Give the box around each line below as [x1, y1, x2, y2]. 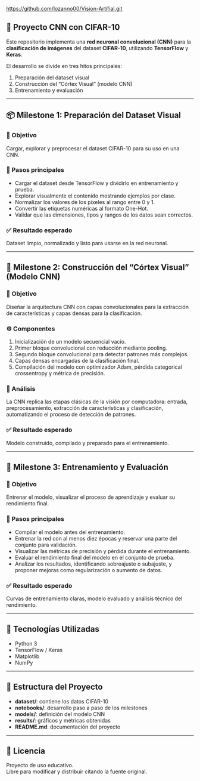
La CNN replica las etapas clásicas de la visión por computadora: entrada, [6, 398, 188, 405]
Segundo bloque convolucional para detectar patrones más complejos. [14, 351, 189, 358]
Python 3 [14, 640, 37, 647]
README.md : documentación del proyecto [14, 723, 121, 730]
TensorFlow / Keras [14, 646, 63, 653]
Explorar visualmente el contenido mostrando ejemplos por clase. [14, 192, 176, 199]
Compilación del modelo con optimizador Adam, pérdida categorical [14, 363, 183, 371]
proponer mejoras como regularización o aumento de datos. [14, 566, 162, 573]
